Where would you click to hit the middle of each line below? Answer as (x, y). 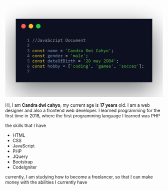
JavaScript (23, 146)
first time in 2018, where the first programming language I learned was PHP (82, 116)
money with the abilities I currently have (46, 182)
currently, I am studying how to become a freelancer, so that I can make (79, 177)
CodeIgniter (25, 167)
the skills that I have (26, 126)
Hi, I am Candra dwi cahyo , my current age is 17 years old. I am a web (77, 105)
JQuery (20, 156)
